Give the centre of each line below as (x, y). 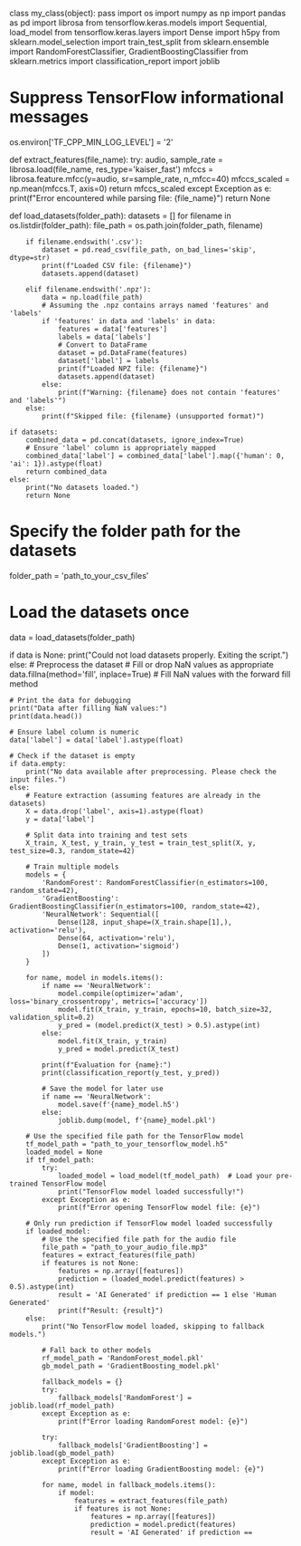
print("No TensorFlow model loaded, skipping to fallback (153, 1326)
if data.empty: (38, 763)
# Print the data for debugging (70, 700)
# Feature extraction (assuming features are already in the (143, 795)
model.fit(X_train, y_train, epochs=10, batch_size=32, (165, 1009)
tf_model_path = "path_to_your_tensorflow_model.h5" (127, 1144)
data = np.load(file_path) (93, 297)
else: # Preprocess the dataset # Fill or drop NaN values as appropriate (141, 664)
